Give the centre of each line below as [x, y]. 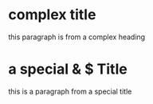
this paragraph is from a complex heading [77, 37]
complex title [52, 15]
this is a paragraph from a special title [70, 91]
